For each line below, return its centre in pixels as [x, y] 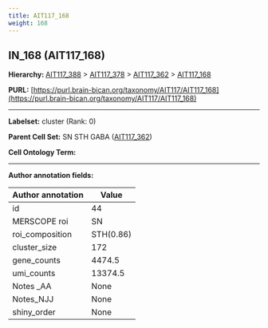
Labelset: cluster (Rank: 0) [52, 121]
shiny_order [34, 312]
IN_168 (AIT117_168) [57, 55]
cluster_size [35, 247]
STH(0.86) [111, 235]
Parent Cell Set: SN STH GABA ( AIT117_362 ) [81, 137]
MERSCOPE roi [40, 222]
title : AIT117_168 [39, 16]
